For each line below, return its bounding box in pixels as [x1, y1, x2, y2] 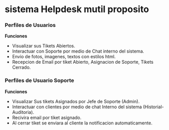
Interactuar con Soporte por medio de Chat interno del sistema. [12, 48, 145, 54]
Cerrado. [12, 64, 31, 70]
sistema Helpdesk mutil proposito [5, 4, 149, 15]
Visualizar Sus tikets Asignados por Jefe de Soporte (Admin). [12, 98, 140, 104]
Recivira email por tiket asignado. [12, 114, 82, 120]
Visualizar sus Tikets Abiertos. [12, 43, 75, 49]
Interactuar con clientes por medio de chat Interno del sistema [12, 104, 142, 110]
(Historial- [143, 104, 164, 110]
